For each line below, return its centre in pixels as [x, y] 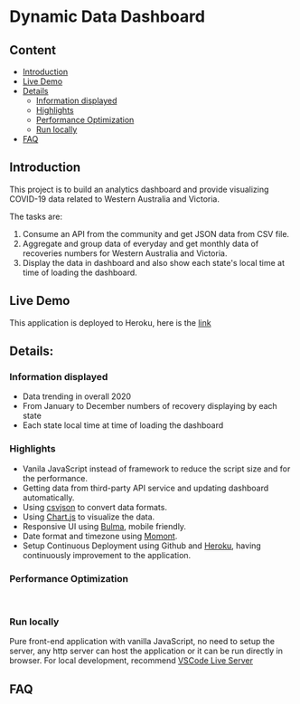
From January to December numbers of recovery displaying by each [150, 406]
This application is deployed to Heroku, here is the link [110, 322]
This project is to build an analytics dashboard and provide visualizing [139, 189]
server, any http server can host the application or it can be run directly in [146, 651]
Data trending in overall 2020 [77, 396]
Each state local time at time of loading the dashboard [123, 425]
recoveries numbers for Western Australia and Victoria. [125, 253]
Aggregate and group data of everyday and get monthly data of [141, 243]
